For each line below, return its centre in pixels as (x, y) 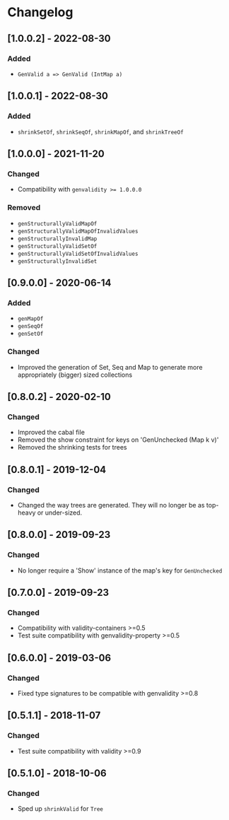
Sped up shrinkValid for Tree (60, 809)
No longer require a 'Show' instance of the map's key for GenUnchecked (120, 570)
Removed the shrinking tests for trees (72, 447)
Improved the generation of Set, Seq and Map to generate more (110, 367)
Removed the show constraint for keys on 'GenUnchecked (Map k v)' (118, 440)
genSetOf (30, 334)
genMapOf (30, 319)
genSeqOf (30, 327)
